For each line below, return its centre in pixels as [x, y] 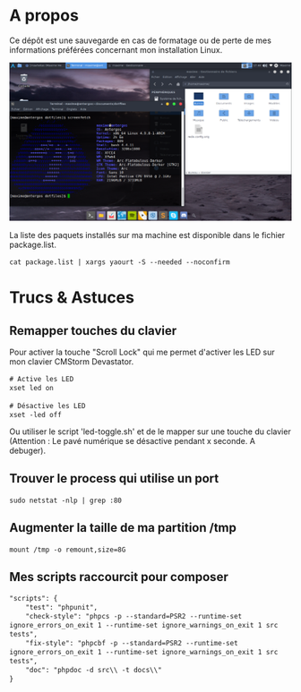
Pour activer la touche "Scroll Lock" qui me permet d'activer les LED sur [142, 352]
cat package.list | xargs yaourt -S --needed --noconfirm [120, 262]
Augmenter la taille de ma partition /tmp [123, 528]
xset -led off [36, 414]
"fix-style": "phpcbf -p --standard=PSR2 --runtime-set [132, 644]
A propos [44, 16]
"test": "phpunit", [62, 608]
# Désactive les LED [48, 406]
